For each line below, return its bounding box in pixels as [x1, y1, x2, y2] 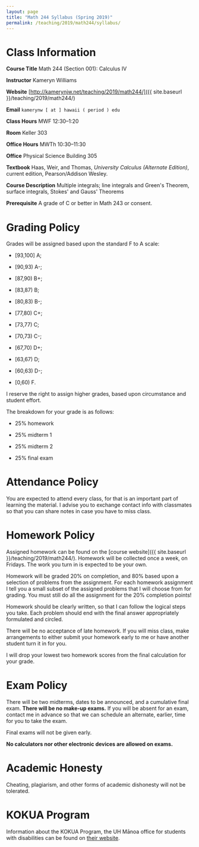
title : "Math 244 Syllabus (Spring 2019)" [6, 14, 113, 20]
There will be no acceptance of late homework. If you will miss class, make [6, 627, 189, 635]
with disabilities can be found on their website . [6, 834, 120, 841]
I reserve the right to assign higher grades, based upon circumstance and [6, 390, 187, 398]
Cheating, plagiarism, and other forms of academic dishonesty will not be [6, 781, 186, 788]
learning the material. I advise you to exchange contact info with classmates [6, 501, 192, 508]
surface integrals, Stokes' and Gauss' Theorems [6, 188, 124, 196]
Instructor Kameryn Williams [6, 77, 77, 84]
